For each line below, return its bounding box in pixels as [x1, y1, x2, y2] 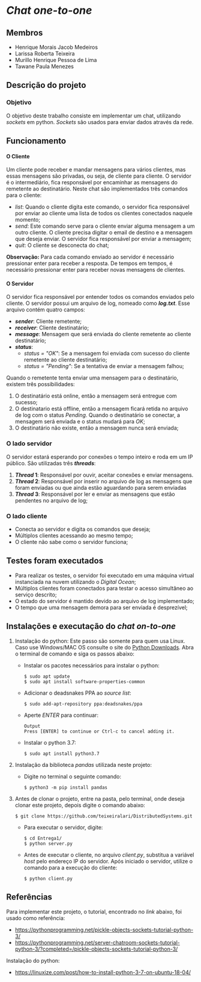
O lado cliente [6, 511, 47, 520]
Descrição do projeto [6, 80, 86, 90]
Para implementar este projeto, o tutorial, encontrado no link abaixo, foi [6, 908, 182, 915]
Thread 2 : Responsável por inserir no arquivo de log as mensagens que [14, 477, 193, 485]
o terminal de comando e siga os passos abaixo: [14, 650, 135, 657]
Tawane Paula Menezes [14, 63, 74, 70]
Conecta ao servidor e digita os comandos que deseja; [14, 525, 151, 533]
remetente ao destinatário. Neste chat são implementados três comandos [6, 185, 188, 193]
